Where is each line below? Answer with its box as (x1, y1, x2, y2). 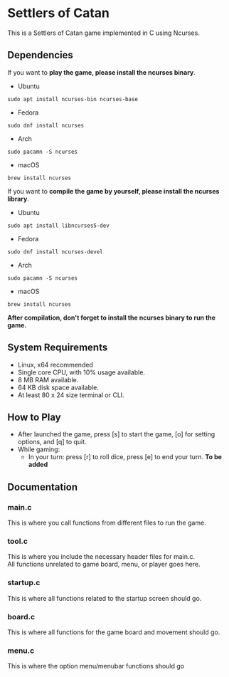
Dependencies (7, 49, 73, 61)
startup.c (7, 578, 41, 588)
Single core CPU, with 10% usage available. (17, 368, 146, 377)
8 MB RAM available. (17, 375, 79, 384)
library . (7, 194, 30, 203)
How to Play (7, 411, 62, 423)
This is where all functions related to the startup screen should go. (7, 594, 202, 602)
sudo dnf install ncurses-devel (7, 248, 103, 256)
